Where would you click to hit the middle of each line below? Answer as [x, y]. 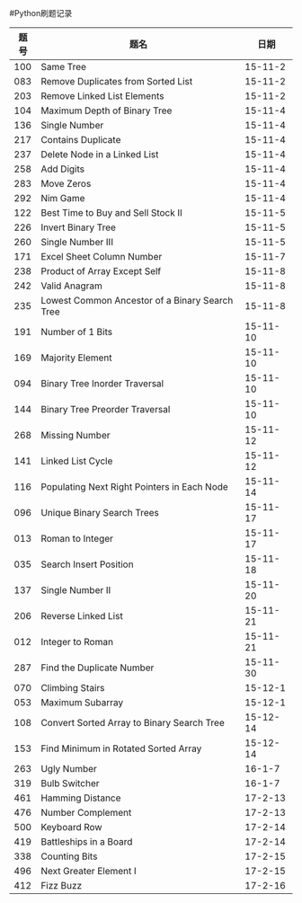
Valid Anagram [71, 286]
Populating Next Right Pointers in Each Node [134, 487]
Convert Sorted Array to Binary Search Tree [132, 723]
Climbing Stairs [72, 688]
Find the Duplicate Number [97, 668]
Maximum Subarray [82, 702]
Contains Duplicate [80, 140]
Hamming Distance [80, 798]
